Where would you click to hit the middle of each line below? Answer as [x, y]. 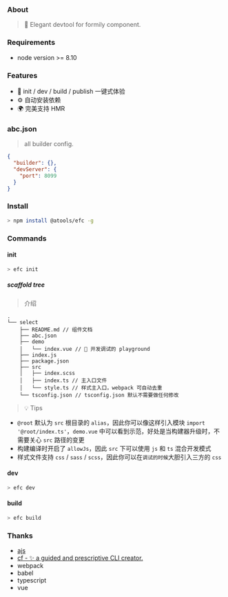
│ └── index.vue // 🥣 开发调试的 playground [85, 349]
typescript [32, 580]
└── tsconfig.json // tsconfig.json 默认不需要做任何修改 [99, 395]
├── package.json [44, 361]
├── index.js [38, 355]
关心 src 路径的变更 [57, 440]
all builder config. [49, 144]
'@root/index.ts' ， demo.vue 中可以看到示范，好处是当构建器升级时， [115, 431]
